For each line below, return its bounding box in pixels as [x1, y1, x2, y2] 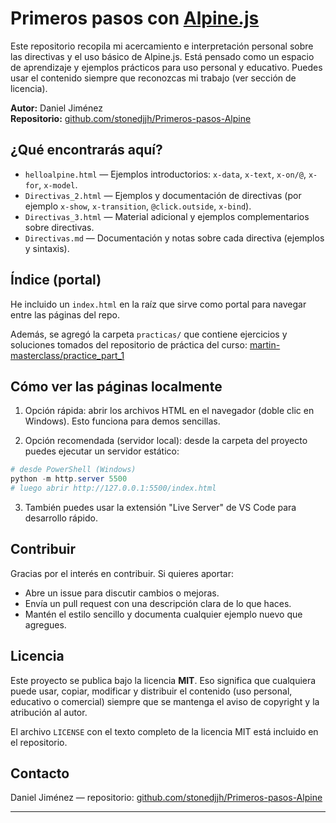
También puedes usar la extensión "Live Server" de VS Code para [24, 502, 297, 513]
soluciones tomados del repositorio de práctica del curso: [10, 338, 248, 351]
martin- [249, 338, 281, 351]
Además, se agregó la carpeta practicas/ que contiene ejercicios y [10, 328, 288, 340]
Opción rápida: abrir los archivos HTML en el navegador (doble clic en [24, 405, 315, 417]
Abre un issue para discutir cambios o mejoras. [24, 587, 220, 599]
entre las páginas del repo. [10, 308, 120, 321]
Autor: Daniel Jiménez [10, 102, 103, 114]
